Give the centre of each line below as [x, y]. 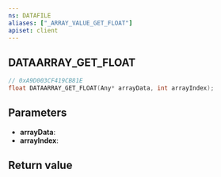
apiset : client [33, 30]
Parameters [38, 113]
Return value [40, 165]
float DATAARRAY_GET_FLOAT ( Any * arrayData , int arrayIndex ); [111, 88]
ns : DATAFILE [30, 15]
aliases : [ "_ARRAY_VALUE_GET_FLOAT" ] [70, 23]
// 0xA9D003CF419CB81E [46, 81]
